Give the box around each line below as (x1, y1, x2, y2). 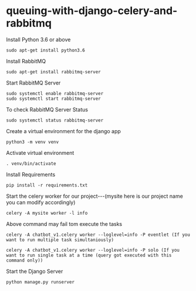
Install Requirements (6, 171, 56, 178)
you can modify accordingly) (6, 198, 76, 206)
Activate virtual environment (6, 149, 75, 156)
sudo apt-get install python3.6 (6, 47, 85, 53)
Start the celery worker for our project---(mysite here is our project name (6, 192, 183, 199)
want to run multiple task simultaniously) (6, 236, 114, 243)
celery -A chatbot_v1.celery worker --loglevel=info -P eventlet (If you (6, 232, 191, 238)
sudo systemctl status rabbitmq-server (6, 117, 104, 123)
